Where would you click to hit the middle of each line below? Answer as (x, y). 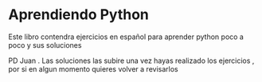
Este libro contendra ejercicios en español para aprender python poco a (126, 37)
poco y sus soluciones (45, 45)
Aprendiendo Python (79, 15)
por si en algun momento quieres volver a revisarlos (93, 68)
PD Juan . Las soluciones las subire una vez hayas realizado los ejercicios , (131, 61)
